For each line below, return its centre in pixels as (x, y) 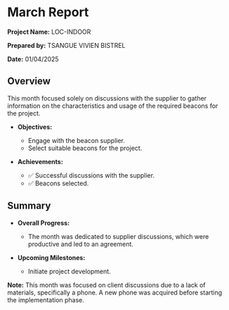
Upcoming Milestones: (51, 257)
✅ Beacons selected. (58, 183)
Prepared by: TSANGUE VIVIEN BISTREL (66, 45)
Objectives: (35, 127)
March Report (48, 12)
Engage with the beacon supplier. (76, 140)
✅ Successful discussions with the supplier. (91, 175)
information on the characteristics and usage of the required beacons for (113, 106)
